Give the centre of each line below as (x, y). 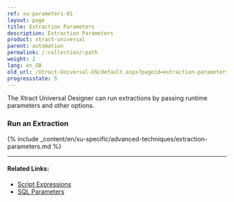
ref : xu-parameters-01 (40, 14)
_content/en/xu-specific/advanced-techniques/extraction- (124, 139)
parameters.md (29, 146)
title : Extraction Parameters (51, 26)
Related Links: (28, 169)
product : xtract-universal (46, 40)
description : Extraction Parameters (60, 33)
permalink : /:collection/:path (53, 53)
